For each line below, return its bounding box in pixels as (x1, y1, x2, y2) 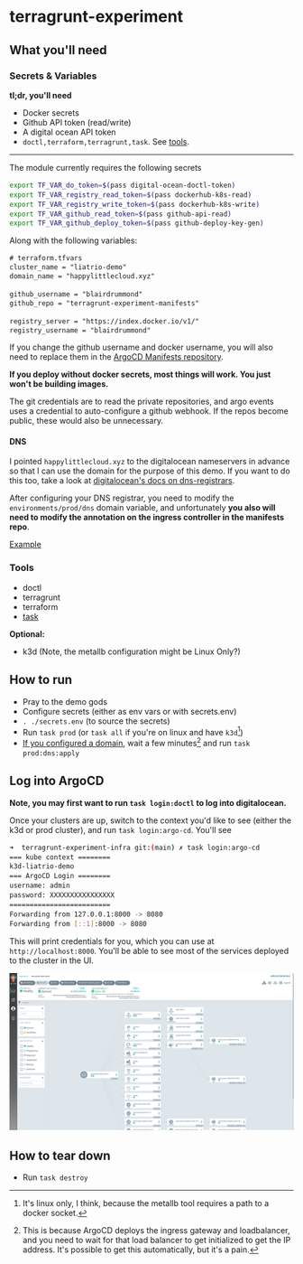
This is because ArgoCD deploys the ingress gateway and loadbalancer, (22, 1224, 290, 1235)
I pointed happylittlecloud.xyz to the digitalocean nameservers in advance (9, 456, 290, 467)
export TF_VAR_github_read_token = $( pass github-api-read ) (9, 210, 232, 219)
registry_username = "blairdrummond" (9, 326, 151, 335)
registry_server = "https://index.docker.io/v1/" (9, 317, 200, 326)
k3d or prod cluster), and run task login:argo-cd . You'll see (9, 824, 232, 835)
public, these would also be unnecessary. (9, 416, 164, 426)
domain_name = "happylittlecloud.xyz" (9, 272, 155, 281)
